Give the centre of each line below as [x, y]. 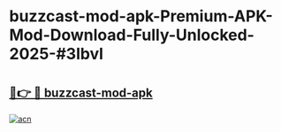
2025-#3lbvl [57, 54]
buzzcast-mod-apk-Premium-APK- [141, 16]
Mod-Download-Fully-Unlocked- [132, 35]
